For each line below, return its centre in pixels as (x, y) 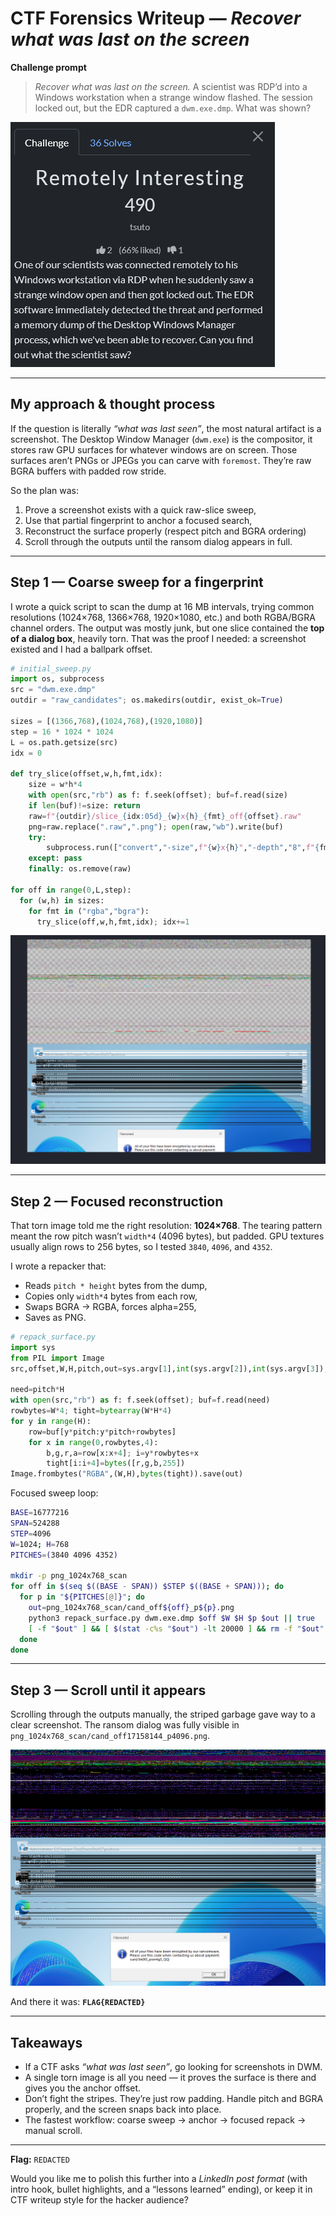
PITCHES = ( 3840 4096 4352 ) (64, 1555)
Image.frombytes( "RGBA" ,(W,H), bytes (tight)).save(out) (127, 1474)
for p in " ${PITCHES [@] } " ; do (82, 1597)
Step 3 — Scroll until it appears (108, 1690)
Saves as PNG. (55, 1317)
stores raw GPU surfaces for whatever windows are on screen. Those (154, 449)
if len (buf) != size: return (84, 805)
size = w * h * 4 (55, 785)
